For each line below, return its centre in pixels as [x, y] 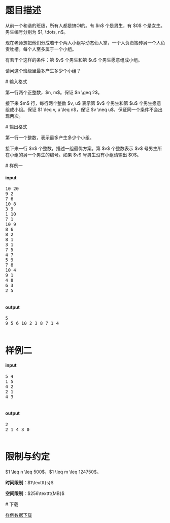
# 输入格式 [16, 81]
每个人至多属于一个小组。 [49, 49]
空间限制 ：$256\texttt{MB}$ [35, 493]
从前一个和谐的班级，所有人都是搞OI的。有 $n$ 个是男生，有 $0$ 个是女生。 [85, 25]
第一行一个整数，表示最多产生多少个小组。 [50, 137]
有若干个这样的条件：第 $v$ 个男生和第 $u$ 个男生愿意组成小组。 [74, 60]
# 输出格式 [16, 127]
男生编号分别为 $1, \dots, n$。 [37, 32]
